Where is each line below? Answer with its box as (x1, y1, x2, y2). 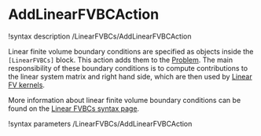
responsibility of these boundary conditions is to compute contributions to (8, 63, 248, 72)
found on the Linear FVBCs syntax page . (8, 104, 140, 113)
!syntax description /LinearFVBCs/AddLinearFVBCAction (8, 31, 192, 41)
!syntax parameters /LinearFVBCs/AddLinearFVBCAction (8, 119, 193, 128)
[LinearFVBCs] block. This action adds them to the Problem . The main (8, 55, 233, 64)
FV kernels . (8, 80, 46, 90)
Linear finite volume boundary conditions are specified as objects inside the (8, 46, 254, 56)
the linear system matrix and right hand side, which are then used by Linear (8, 72, 253, 81)
